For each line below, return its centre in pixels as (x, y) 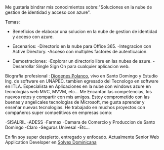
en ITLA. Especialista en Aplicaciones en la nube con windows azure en (78, 86)
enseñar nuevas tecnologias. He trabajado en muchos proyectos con (75, 107)
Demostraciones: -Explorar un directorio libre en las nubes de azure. (82, 61)
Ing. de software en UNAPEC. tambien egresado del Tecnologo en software (82, 81)
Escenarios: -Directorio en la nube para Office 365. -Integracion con (82, 46)
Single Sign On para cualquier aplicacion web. (83, 66)
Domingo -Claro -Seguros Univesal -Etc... (47, 127)
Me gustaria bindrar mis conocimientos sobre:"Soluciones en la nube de (79, 7)
